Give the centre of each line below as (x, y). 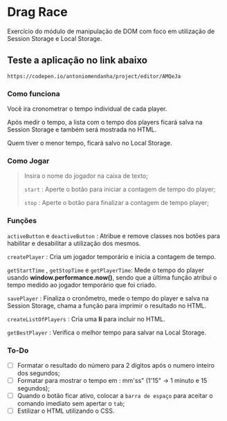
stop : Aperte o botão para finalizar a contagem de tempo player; (117, 203)
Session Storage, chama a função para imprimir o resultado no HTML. (107, 305)
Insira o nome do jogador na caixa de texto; (86, 176)
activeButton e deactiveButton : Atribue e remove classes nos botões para (113, 235)
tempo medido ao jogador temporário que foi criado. (82, 285)
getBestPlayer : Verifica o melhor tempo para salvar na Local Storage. (107, 332)
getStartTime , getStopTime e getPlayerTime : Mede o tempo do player (106, 270)
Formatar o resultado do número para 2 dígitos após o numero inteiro (116, 365)
